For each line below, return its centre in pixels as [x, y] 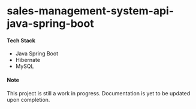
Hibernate [28, 60]
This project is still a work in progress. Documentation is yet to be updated [99, 93]
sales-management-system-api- [91, 11]
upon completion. [28, 99]
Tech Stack [21, 41]
